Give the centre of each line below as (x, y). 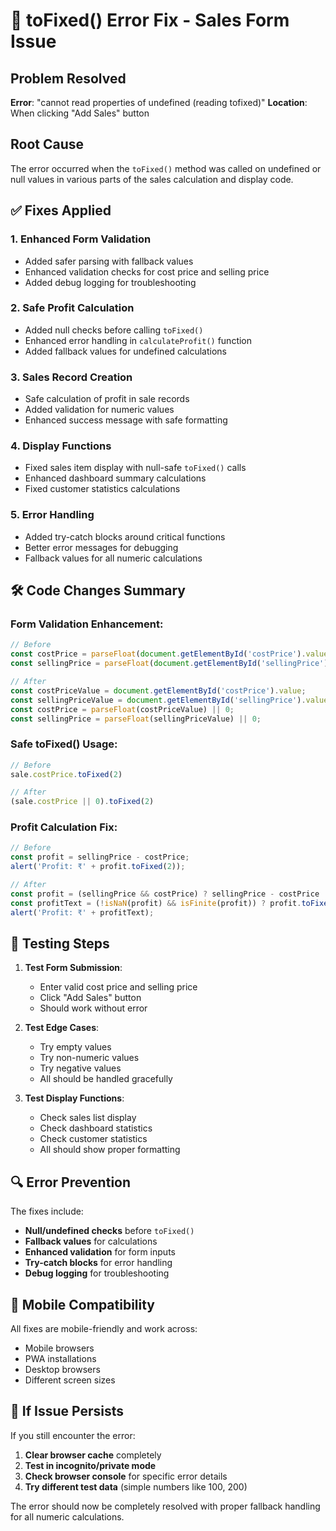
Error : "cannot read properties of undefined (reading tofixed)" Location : (159, 102)
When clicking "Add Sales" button (80, 113)
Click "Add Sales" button (90, 998)
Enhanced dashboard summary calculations (115, 478)
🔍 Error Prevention (71, 1182)
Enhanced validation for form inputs (100, 1252)
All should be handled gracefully (106, 1079)
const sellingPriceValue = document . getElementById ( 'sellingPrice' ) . (158, 700)
